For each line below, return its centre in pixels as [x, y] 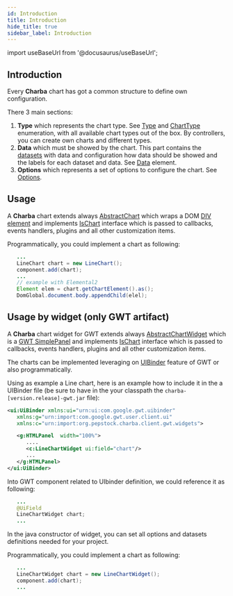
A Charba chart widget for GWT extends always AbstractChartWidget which [116, 333]
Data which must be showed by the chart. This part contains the [109, 148]
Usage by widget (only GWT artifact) [88, 317]
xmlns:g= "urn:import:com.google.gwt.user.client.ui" [94, 417]
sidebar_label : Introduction [49, 33]
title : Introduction [37, 20]
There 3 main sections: [40, 113]
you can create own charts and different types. [85, 140]
